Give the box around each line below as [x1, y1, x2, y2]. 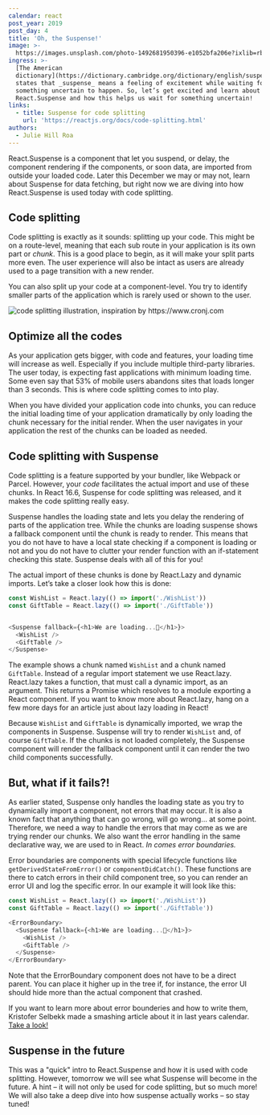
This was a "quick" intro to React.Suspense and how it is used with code [8, 1064, 248, 1074]
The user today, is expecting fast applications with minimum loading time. [8, 367, 252, 378]
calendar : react [8, 11, 63, 20]
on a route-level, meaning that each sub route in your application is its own [8, 240, 256, 250]
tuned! [8, 1099, 30, 1109]
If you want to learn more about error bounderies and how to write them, [8, 1003, 248, 1013]
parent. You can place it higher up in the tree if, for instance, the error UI [8, 979, 247, 989]
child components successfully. [8, 752, 113, 762]
